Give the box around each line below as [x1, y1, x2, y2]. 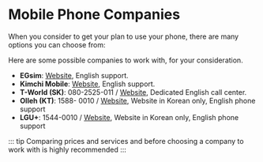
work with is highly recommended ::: [8, 145, 126, 154]
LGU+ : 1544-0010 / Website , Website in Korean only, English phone [19, 112, 239, 122]
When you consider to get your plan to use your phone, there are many [8, 32, 239, 41]
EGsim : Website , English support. [19, 70, 129, 80]
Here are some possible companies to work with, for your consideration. [8, 55, 243, 65]
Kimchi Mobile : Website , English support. [19, 79, 156, 89]
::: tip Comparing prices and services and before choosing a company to [8, 136, 244, 145]
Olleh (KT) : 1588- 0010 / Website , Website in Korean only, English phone [19, 96, 256, 105]
